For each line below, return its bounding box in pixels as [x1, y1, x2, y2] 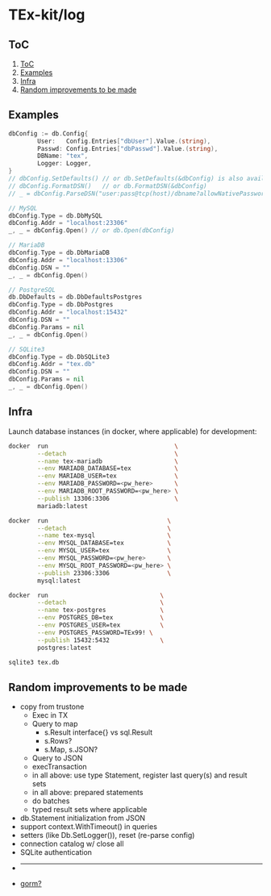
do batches [31, 796, 70, 806]
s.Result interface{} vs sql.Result [44, 727, 153, 737]
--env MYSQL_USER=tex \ [37, 547, 172, 555]
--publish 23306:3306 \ [37, 569, 172, 577]
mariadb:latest [37, 502, 89, 510]
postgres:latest [37, 644, 92, 652]
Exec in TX [31, 711, 69, 720]
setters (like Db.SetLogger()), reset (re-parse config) [19, 831, 195, 840]
